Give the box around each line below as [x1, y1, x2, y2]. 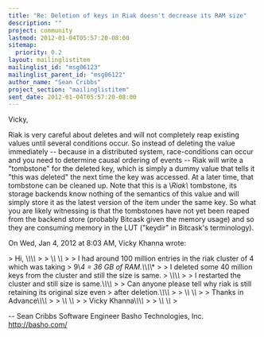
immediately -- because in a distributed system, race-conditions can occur [8, 147, 254, 157]
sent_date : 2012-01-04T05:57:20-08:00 [8, 93, 137, 101]
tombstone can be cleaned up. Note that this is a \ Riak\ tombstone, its [8, 180, 237, 191]
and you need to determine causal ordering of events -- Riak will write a [8, 156, 244, 165]
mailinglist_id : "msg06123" [8, 64, 102, 72]
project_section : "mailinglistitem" [8, 85, 130, 94]
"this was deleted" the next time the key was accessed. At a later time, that [8, 172, 254, 182]
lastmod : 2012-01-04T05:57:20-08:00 [8, 33, 130, 42]
